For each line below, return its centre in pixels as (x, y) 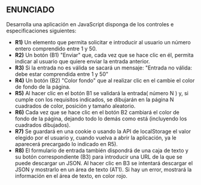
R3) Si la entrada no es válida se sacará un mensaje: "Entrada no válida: (103, 68)
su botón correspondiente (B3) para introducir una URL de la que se (98, 157)
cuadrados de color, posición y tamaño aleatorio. (75, 106)
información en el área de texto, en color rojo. (71, 175)
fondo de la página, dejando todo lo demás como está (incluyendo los (101, 119)
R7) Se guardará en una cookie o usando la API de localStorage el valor (103, 131)
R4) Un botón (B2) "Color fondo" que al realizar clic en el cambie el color (105, 80)
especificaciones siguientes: (41, 31)
